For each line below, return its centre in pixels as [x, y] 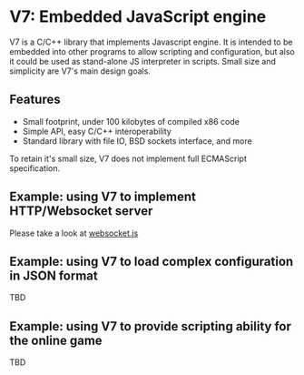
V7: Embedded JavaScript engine [138, 17]
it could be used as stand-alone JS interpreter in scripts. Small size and [143, 61]
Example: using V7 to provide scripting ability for [151, 326]
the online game [56, 340]
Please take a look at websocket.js [74, 233]
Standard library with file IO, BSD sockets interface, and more [137, 141]
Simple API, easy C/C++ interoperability [97, 131]
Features [35, 100]
